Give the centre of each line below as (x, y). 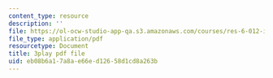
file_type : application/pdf (56, 39)
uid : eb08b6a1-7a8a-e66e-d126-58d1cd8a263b (83, 62)
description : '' (36, 24)
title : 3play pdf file (47, 54)
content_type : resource (49, 16)
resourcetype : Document (49, 46)
